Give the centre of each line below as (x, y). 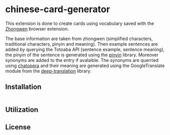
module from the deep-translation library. (48, 71)
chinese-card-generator (58, 9)
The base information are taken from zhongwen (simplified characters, (79, 39)
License (18, 127)
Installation (23, 87)
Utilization (22, 110)
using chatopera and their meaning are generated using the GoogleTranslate (85, 65)
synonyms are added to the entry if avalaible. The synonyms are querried (82, 60)
